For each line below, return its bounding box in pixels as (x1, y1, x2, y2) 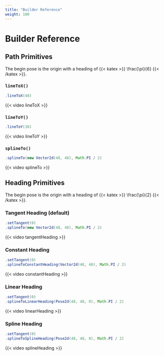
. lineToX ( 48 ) (5, 93, 32, 98)
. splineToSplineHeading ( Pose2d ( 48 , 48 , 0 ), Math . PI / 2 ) (5, 336, 124, 341)
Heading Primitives (5, 178, 65, 187)
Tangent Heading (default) (5, 209, 70, 216)
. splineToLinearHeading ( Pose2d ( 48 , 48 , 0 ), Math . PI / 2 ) (5, 299, 124, 304)
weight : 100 (5, 12, 29, 17)
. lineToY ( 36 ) (5, 124, 32, 129)
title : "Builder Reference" (5, 7, 63, 12)
